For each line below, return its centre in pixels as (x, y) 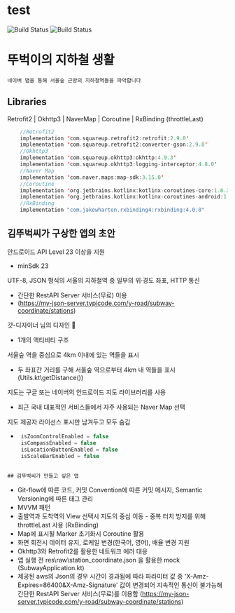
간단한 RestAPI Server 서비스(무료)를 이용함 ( (80, 594)
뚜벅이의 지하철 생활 (61, 60)
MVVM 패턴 (34, 508)
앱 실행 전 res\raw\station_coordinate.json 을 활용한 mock (99, 560)
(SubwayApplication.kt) (51, 568)
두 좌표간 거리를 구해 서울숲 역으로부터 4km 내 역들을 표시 (97, 370)
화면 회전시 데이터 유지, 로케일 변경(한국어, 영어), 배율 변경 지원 (104, 543)
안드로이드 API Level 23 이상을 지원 (56, 252)
